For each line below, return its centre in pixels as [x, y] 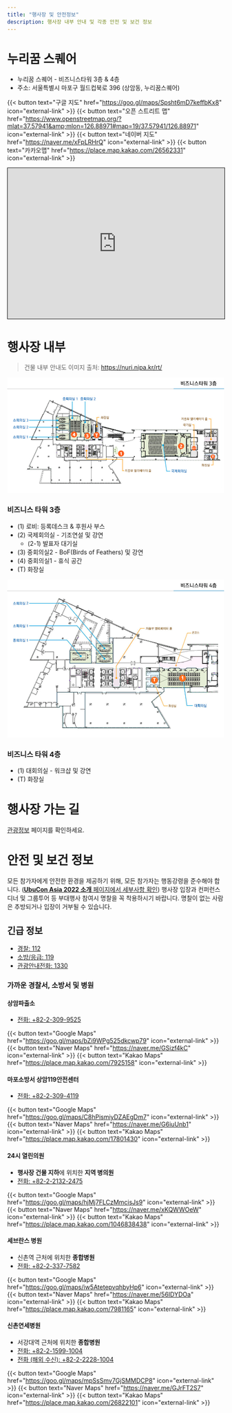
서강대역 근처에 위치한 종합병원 [59, 1342]
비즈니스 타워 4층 [34, 754]
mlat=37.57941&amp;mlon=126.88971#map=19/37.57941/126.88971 [102, 126]
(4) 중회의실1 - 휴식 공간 [50, 560]
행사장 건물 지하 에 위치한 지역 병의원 [65, 1172]
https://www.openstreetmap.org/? [73, 119]
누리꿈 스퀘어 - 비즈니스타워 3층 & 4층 [68, 79]
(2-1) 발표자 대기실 [52, 543]
